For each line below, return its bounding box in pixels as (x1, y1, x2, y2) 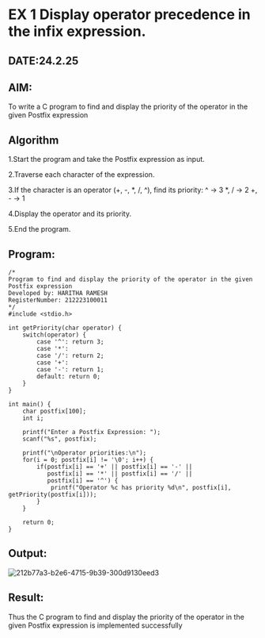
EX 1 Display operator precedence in (8, 6, 251, 24)
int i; (22, 414, 44, 422)
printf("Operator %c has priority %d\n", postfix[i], (50, 484, 232, 492)
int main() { (8, 401, 51, 409)
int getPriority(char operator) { (8, 324, 123, 332)
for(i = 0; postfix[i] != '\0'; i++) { (22, 456, 154, 464)
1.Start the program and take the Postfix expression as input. (8, 155, 206, 164)
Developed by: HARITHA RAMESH (8, 290, 108, 298)
